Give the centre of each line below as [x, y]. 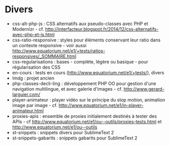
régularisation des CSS [36, 67]
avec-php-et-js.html [33, 34]
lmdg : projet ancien [33, 78]
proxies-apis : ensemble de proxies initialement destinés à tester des [84, 116]
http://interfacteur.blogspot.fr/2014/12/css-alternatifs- [102, 29]
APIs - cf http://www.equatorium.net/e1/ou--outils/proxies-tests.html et [87, 121]
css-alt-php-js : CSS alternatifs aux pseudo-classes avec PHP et [80, 24]
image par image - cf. [35, 105]
